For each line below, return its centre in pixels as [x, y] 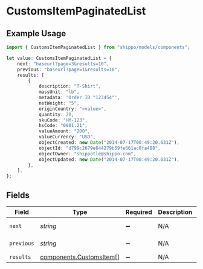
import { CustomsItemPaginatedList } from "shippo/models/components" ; [98, 47]
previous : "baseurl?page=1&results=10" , [69, 70]
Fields [18, 195]
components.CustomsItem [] [80, 257]
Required [139, 212]
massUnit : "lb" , [59, 92]
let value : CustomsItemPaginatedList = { [59, 58]
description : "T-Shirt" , [70, 86]
